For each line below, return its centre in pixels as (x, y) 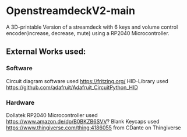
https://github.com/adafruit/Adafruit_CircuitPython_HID (72, 87)
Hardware (20, 102)
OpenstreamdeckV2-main (71, 11)
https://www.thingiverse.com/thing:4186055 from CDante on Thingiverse (94, 128)
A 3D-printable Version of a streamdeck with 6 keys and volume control (92, 27)
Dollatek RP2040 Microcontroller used (52, 115)
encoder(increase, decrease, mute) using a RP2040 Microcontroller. (88, 33)
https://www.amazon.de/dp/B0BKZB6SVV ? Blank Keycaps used (83, 121)
